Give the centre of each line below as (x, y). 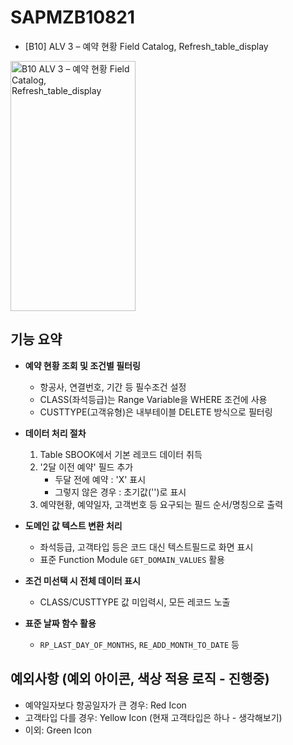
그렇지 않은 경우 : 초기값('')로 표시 (120, 492)
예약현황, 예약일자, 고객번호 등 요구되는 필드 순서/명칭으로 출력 (161, 504)
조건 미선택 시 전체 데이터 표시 (82, 580)
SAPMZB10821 (73, 17)
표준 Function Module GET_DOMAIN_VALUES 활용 (132, 559)
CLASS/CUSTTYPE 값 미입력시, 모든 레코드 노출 (135, 602)
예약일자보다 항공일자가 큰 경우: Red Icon (105, 705)
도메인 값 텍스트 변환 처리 (73, 525)
